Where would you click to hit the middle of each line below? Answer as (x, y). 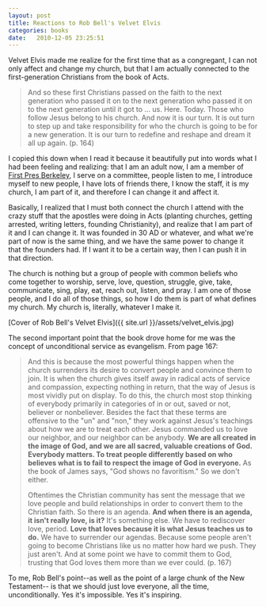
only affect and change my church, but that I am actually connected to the (129, 69)
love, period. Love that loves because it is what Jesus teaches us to (140, 529)
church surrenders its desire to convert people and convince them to (140, 371)
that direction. (31, 258)
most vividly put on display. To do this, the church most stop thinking (140, 396)
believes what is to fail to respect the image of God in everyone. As (139, 463)
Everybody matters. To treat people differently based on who (130, 455)
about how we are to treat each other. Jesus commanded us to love (137, 429)
